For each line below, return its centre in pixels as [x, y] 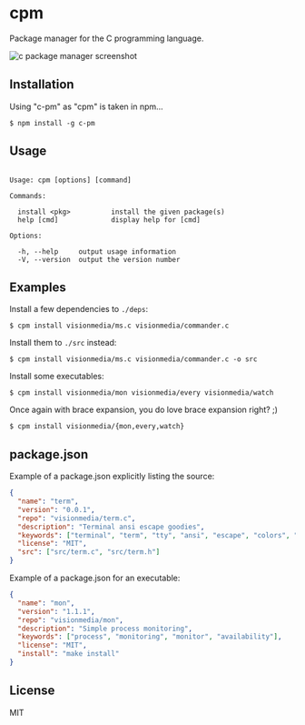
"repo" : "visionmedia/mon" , [71, 620]
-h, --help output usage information [97, 252]
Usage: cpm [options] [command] [70, 180]
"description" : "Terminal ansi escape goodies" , [111, 527]
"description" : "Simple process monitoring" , [105, 629]
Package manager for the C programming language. [107, 38]
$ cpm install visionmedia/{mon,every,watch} [97, 427]
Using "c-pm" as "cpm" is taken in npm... [86, 106]
